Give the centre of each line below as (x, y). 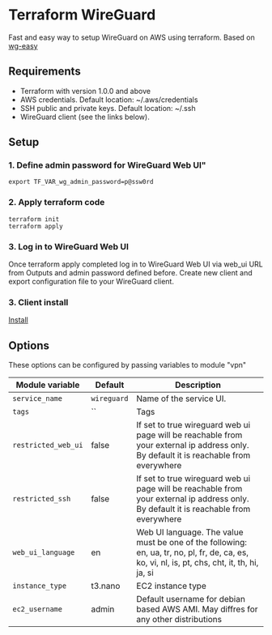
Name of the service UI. (181, 398)
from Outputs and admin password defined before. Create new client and (130, 273)
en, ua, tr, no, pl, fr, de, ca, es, (193, 552)
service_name (38, 399)
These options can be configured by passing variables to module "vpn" (127, 365)
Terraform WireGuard (82, 15)
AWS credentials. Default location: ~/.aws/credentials (109, 100)
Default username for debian (191, 599)
